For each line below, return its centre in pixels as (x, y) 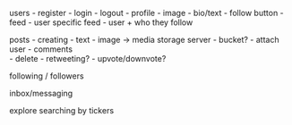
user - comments (41, 49)
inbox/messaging (41, 93)
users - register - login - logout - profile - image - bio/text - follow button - (146, 13)
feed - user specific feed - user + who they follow (101, 22)
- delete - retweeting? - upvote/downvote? (88, 58)
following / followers (47, 76)
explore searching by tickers (62, 110)
